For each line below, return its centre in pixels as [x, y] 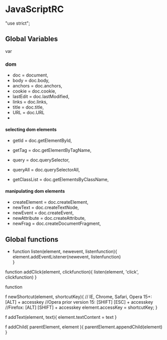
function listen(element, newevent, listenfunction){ [65, 251]
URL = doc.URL [28, 113]
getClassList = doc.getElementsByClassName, [61, 180]
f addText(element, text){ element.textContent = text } [61, 317]
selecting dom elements [31, 129]
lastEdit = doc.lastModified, [41, 97]
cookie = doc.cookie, [34, 91]
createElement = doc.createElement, [51, 202]
